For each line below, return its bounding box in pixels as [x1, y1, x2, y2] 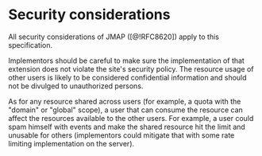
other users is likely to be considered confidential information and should [8, 72, 248, 82]
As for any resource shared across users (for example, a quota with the [8, 96, 241, 106]
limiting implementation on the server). [8, 138, 135, 148]
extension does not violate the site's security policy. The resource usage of [8, 64, 254, 73]
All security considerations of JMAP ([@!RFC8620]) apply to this [8, 32, 220, 41]
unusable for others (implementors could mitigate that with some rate [8, 130, 235, 140]
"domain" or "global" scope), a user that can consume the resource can [8, 105, 244, 115]
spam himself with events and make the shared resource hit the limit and [8, 122, 246, 131]
